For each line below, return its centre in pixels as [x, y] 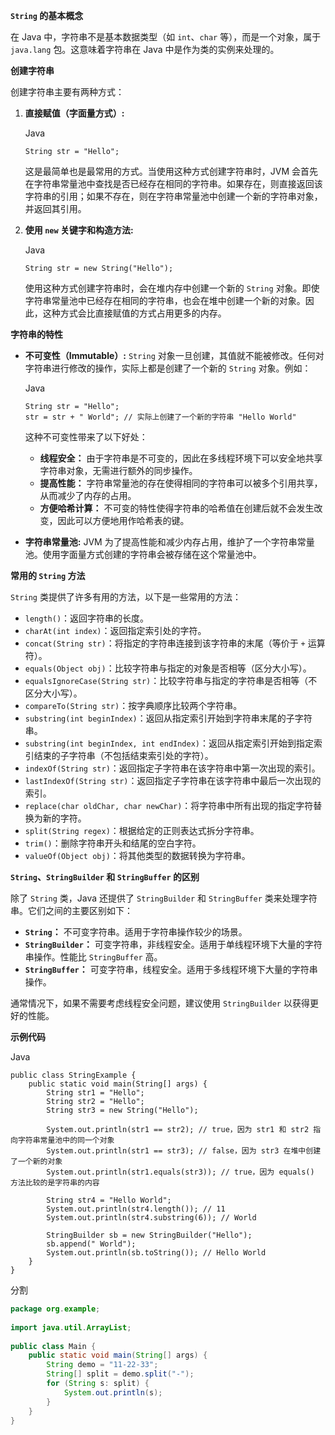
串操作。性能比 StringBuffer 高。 [93, 957]
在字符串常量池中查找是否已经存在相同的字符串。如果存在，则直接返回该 [173, 183]
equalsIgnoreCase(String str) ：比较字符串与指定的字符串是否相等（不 [171, 680]
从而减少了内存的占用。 [88, 495]
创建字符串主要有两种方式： [67, 92]
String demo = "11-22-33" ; [102, 1365]
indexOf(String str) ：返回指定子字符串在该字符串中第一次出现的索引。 [172, 768]
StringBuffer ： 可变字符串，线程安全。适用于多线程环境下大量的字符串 [171, 969]
